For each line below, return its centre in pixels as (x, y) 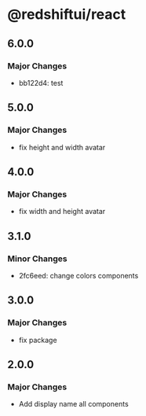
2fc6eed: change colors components (78, 275)
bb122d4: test (41, 83)
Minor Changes (37, 259)
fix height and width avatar (62, 147)
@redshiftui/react (67, 15)
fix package (38, 340)
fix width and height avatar (62, 212)
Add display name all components (73, 404)
